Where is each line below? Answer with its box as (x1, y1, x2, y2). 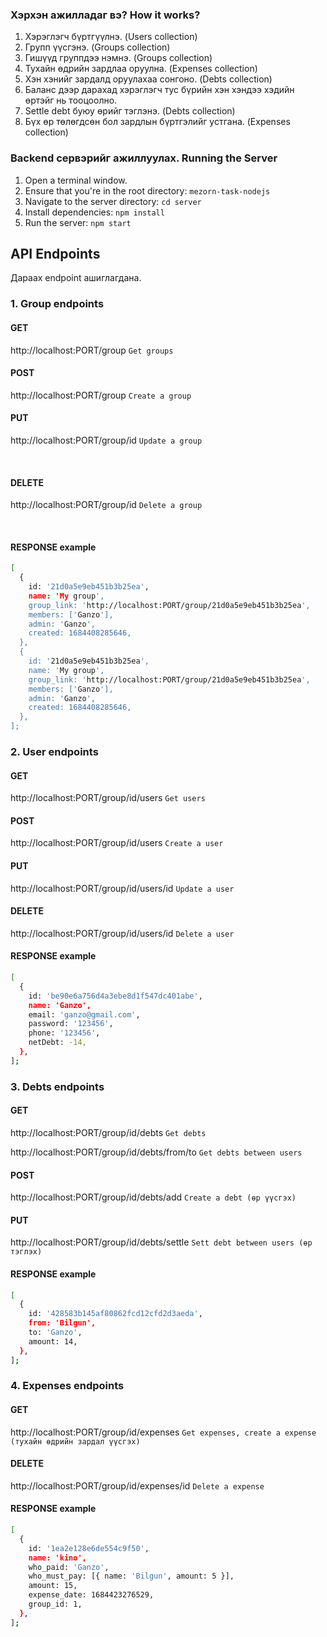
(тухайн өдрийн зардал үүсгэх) (10, 1436, 141, 1447)
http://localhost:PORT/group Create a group (10, 389, 192, 401)
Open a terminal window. (24, 174, 128, 186)
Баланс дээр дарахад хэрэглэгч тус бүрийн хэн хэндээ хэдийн (24, 84, 295, 96)
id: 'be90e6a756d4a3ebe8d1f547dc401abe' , (28, 991, 203, 1001)
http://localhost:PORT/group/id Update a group (10, 434, 203, 446)
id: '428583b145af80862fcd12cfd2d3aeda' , (28, 1309, 203, 1319)
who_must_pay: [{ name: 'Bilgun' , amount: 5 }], (28, 1571, 235, 1582)
